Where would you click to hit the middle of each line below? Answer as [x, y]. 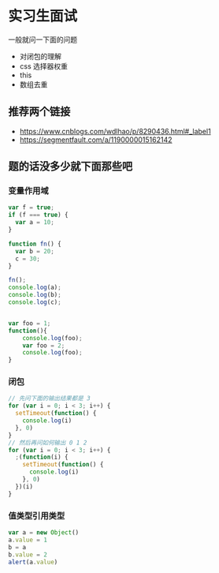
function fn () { [35, 244]
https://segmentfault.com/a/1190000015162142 [96, 140]
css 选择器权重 [44, 66]
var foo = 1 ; [30, 323]
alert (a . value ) [33, 562]
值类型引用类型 [37, 515]
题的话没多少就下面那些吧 [70, 167]
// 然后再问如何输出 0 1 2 [48, 443]
